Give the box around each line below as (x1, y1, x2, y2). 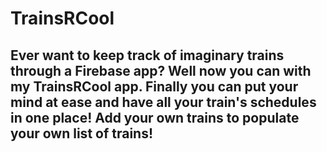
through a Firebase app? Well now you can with (10, 62, 312, 79)
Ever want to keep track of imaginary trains (10, 47, 285, 64)
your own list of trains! (10, 125, 154, 142)
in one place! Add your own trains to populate (10, 109, 300, 126)
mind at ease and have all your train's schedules (10, 93, 317, 111)
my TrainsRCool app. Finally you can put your (10, 78, 299, 95)
